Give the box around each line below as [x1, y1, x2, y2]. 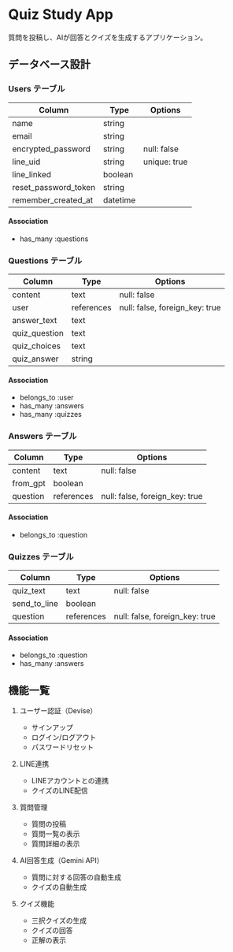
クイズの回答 [31, 926, 73, 935]
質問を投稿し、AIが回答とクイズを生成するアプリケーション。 [8, 32, 207, 42]
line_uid [12, 156, 41, 167]
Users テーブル [8, 84, 65, 95]
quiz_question [12, 328, 65, 339]
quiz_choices [12, 340, 61, 351]
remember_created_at [12, 195, 93, 206]
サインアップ [31, 723, 73, 732]
